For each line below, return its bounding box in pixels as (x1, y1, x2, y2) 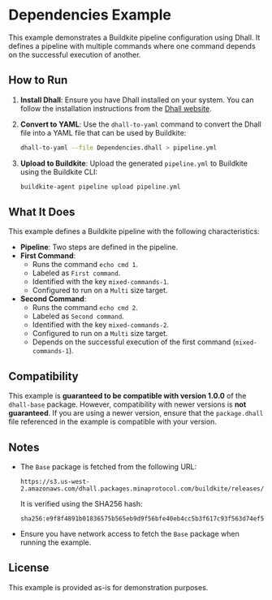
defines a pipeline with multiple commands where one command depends (8, 41, 256, 50)
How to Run (8, 73, 68, 87)
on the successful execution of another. (8, 50, 141, 59)
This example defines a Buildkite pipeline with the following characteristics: (8, 227, 260, 236)
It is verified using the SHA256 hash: (19, 499, 143, 508)
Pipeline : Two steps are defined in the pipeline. (19, 242, 179, 253)
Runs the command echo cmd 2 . (32, 303, 138, 313)
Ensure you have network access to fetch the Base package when (19, 529, 240, 538)
